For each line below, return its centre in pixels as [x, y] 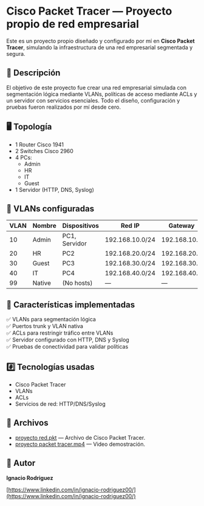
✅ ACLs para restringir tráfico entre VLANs [60, 333]
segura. [16, 53]
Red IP [130, 226]
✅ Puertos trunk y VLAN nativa [45, 326]
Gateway [182, 226]
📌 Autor [21, 463]
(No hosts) [77, 283]
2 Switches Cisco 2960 [44, 151]
